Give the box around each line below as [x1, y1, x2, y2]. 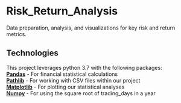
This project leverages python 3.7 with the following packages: [6, 64, 162, 71]
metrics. [6, 30, 27, 37]
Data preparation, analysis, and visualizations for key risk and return [6, 24, 176, 31]
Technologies [6, 48, 59, 58]
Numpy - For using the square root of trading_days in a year [6, 89, 156, 97]
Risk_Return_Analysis [6, 4, 118, 18]
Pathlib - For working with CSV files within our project [6, 76, 141, 84]
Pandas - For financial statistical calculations [6, 70, 118, 78]
